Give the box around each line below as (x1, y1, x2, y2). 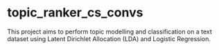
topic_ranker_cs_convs (7, 5, 143, 21)
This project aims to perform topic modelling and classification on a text (7, 27, 213, 36)
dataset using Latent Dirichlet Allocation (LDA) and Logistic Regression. (7, 34, 211, 42)
